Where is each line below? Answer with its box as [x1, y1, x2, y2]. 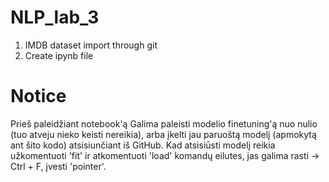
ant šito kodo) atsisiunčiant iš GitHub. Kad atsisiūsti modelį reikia [10, 139, 276, 151]
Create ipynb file [24, 49, 94, 61]
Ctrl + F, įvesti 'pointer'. [10, 160, 107, 172]
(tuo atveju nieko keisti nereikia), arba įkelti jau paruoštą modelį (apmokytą [10, 128, 317, 140]
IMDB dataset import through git [24, 39, 158, 51]
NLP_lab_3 [10, 6, 100, 29]
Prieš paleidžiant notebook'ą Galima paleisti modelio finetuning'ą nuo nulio [10, 117, 318, 130]
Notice [10, 85, 67, 108]
